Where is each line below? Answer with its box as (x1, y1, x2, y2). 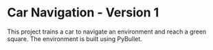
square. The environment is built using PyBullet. (7, 34, 142, 42)
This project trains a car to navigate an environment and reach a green (7, 27, 207, 36)
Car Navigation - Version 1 (7, 5, 159, 21)
